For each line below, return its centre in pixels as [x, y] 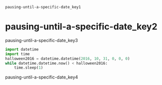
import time [17, 54]
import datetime [22, 49]
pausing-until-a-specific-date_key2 [81, 27]
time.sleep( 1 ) [29, 68]
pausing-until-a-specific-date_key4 [42, 77]
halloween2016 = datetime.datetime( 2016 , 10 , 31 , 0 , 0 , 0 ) [68, 59]
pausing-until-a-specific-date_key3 [41, 40]
